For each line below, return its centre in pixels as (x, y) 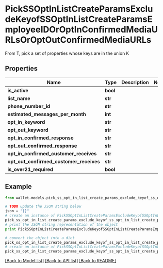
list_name (19, 98)
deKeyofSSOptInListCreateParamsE (79, 19)
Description (135, 82)
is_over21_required (30, 169)
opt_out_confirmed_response (42, 146)
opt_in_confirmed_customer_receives (52, 153)
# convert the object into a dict (40, 238)
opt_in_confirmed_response (41, 138)
